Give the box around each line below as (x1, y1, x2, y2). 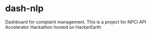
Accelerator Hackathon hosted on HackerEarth (5, 24, 101, 30)
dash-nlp (5, 3, 44, 14)
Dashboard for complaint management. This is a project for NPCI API (5, 19, 147, 25)
